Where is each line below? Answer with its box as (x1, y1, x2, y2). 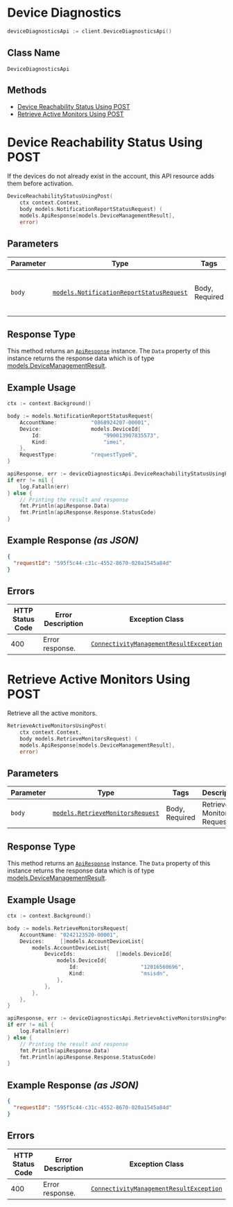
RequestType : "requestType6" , (19, 451, 138, 459)
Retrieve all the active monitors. (7, 709, 97, 718)
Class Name (7, 47, 60, 59)
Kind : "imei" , (32, 439, 126, 446)
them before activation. (7, 179, 74, 188)
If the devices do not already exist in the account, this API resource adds (7, 172, 215, 180)
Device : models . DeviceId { (19, 425, 141, 432)
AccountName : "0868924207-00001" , (19, 419, 150, 426)
